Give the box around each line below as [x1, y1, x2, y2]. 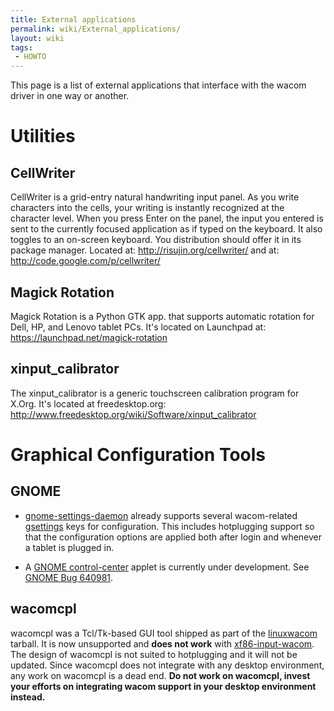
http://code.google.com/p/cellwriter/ [10, 255, 161, 267]
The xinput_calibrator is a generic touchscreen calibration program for [10, 387, 300, 399]
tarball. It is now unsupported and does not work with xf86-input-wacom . [10, 637, 315, 650]
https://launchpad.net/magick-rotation [10, 331, 168, 343]
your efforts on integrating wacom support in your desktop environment [10, 680, 317, 692]
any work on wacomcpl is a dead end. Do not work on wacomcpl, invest [10, 669, 311, 681]
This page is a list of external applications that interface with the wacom [10, 79, 307, 91]
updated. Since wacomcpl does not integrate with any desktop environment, [10, 659, 325, 671]
